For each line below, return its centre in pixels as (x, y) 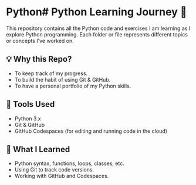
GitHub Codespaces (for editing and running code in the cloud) (91, 131)
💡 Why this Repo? (39, 59)
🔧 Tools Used (31, 104)
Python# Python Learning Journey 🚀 (97, 12)
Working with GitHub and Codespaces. (62, 176)
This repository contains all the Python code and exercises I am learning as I (98, 28)
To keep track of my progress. (51, 73)
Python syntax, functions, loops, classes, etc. (69, 163)
